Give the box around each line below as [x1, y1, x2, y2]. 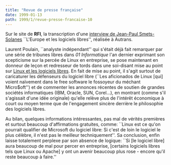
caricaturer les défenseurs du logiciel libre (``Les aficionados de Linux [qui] [5, 74, 163, 80]
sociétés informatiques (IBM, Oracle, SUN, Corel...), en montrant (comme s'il [5, 90, 166, 96]
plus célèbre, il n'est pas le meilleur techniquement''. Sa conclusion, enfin [5, 132, 160, 138]
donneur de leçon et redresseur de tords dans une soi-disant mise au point [5, 62, 163, 69]
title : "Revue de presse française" [5, 7, 83, 13]
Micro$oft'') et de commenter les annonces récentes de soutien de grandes [5, 84, 165, 90]
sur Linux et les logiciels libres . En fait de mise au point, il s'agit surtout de [5, 68, 161, 74]
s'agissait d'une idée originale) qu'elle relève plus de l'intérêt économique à [5, 95, 164, 101]
